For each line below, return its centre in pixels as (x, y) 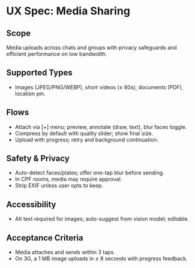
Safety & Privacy (38, 159)
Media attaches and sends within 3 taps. (65, 252)
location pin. (30, 94)
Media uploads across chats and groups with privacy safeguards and (91, 47)
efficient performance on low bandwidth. (57, 54)
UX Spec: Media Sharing (68, 11)
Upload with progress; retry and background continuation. (87, 140)
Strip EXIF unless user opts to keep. (59, 186)
